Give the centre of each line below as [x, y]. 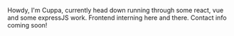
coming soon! [27, 25]
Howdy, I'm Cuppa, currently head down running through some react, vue [116, 10]
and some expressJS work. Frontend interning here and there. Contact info [117, 18]
